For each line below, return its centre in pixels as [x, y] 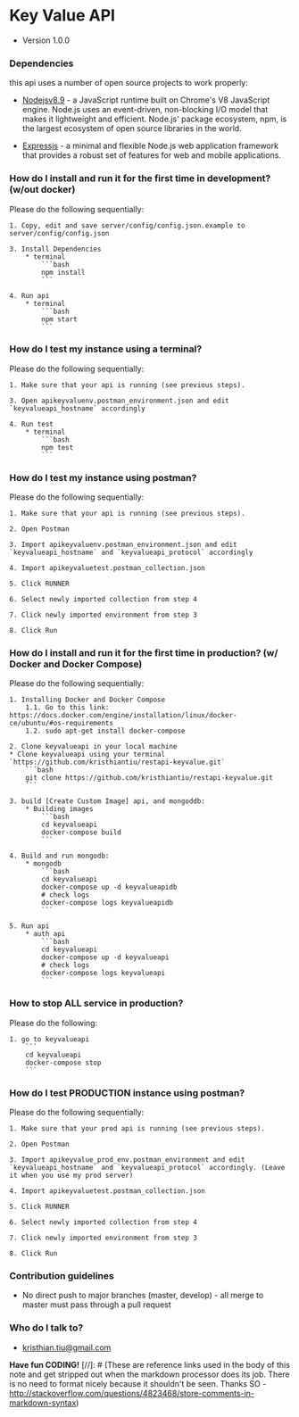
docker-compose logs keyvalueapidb [108, 903]
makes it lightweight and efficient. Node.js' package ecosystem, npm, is [154, 119]
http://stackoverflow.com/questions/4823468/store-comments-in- [132, 1393]
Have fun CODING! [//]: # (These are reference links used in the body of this [149, 1364]
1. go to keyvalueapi [50, 1039]
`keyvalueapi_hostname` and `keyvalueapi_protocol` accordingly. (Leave [147, 1168]
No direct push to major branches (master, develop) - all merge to [143, 1296]
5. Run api [29, 926]
